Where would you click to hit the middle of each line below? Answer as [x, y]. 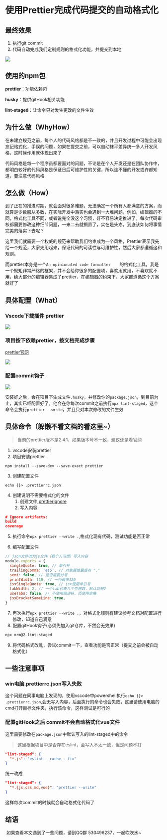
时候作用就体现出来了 [40, 153]
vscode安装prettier [32, 450]
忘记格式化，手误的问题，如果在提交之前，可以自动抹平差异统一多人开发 [79, 146]
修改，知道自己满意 [32, 619]
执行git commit [28, 43]
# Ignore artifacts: [27, 517]
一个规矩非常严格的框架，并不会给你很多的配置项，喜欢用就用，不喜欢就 [79, 271]
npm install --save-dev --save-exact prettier [54, 466]
